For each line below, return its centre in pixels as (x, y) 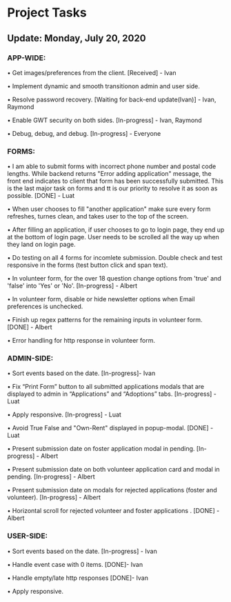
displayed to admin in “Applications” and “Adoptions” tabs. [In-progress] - (112, 394)
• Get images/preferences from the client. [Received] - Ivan (92, 72)
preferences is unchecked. (45, 307)
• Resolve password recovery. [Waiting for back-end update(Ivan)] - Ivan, (112, 99)
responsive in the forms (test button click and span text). (88, 265)
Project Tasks (47, 13)
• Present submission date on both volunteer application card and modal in (113, 470)
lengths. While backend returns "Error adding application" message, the (109, 174)
